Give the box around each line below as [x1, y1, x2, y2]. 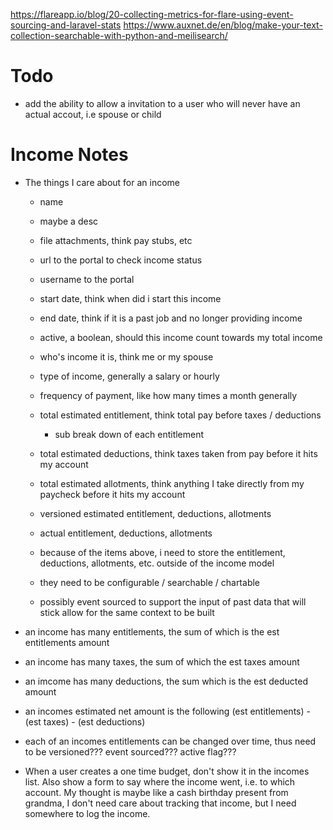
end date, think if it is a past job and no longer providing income [39, 312, 303, 324]
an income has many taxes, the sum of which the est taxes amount [24, 655, 300, 668]
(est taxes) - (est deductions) [24, 715, 146, 728]
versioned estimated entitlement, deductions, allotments [39, 507, 272, 519]
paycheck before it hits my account [39, 488, 186, 500]
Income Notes [10, 144, 129, 166]
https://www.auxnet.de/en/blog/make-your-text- [123, 19, 323, 31]
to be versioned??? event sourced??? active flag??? [24, 745, 237, 758]
